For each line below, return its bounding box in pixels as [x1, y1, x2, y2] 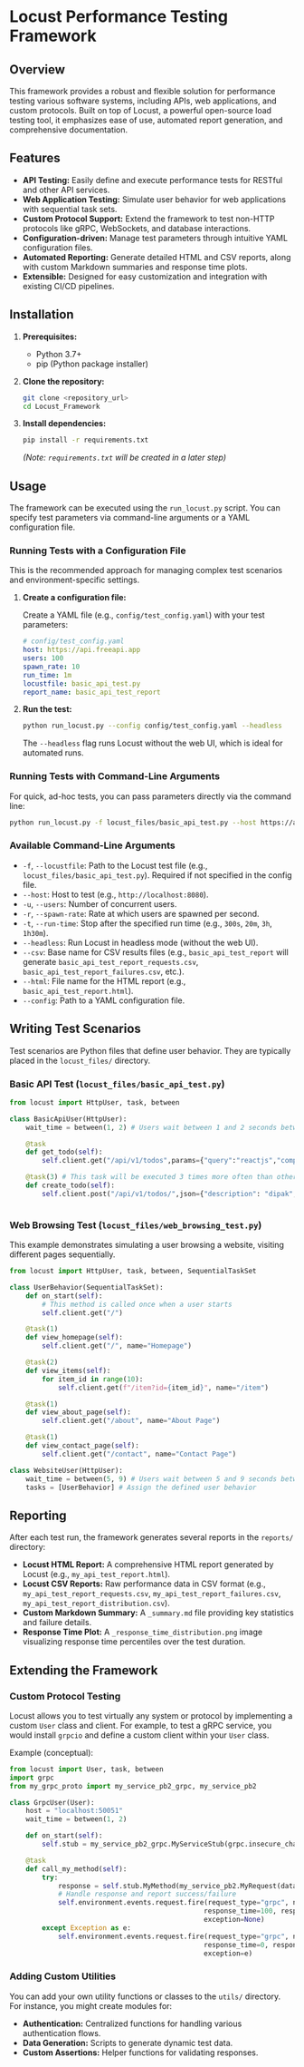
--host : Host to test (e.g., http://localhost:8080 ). [22, 889, 209, 900]
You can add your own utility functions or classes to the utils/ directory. [9, 1991, 281, 2002]
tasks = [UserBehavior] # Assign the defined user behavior [25, 1483, 257, 1492]
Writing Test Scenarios [9, 1021, 142, 1037]
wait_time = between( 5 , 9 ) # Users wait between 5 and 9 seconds [25, 1474, 278, 1484]
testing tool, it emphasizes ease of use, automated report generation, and [9, 115, 283, 125]
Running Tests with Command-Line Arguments [9, 770, 221, 783]
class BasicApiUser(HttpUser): [9, 1114, 128, 1124]
